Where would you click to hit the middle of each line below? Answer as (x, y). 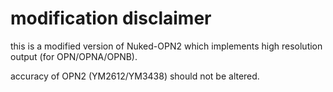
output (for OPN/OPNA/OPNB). (74, 56)
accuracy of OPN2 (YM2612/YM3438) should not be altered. (135, 76)
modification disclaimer (111, 18)
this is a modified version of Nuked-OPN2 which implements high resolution (166, 46)
